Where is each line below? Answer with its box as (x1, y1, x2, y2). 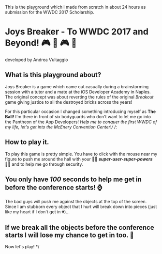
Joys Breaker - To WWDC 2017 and (5, 26, 149, 37)
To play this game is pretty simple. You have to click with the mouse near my (5, 151, 158, 157)
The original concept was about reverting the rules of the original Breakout (5, 94, 154, 100)
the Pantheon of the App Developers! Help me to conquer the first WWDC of (5, 119, 157, 125)
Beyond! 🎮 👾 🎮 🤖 (5, 37, 77, 48)
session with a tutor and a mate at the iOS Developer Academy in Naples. (5, 89, 151, 95)
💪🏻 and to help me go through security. (5, 161, 83, 167)
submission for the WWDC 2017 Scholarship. (5, 9, 94, 15)
